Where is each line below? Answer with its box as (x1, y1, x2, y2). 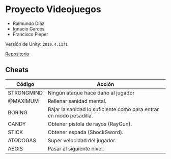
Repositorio (5, 51, 30, 57)
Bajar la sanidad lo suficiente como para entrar (47, 106, 159, 113)
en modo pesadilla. (47, 112, 93, 119)
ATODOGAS (8, 137, 37, 144)
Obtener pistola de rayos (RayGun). (47, 120, 132, 128)
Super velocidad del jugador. (47, 137, 117, 144)
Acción (96, 80, 115, 87)
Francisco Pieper (12, 31, 48, 37)
